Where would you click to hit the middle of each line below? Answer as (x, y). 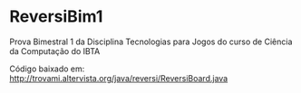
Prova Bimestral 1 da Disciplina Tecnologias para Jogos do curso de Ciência (151, 42)
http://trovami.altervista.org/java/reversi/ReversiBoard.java (119, 78)
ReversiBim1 (56, 17)
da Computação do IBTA (55, 51)
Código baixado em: (47, 69)
